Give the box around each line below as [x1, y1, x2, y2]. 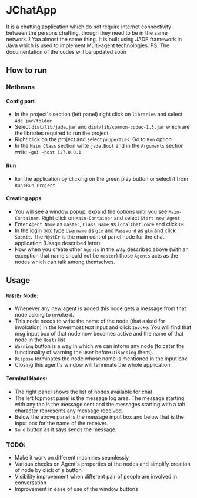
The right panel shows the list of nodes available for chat [14, 388, 153, 395]
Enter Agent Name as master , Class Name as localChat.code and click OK [14, 220, 185, 227]
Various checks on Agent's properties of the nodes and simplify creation [14, 460, 191, 467]
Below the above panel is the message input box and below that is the [14, 413, 184, 420]
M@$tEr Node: [6, 292, 39, 299]
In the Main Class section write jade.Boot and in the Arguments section [14, 142, 184, 149]
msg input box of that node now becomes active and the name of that [14, 330, 184, 337]
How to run [6, 66, 48, 76]
